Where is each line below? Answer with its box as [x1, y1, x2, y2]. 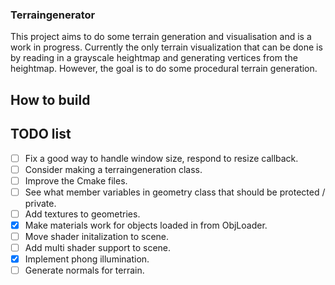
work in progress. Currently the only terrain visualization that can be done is [10, 41, 323, 53]
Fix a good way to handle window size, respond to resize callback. [24, 152, 299, 164]
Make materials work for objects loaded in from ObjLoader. [24, 219, 268, 231]
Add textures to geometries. [24, 208, 141, 220]
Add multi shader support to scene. [24, 241, 172, 253]
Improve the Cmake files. [24, 174, 128, 187]
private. [24, 197, 57, 209]
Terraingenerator [10, 8, 96, 22]
